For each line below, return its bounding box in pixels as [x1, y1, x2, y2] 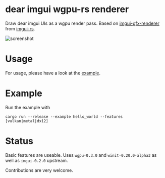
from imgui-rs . [5, 25, 35, 31]
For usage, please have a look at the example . [5, 70, 101, 76]
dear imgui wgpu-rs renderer [5, 4, 129, 15]
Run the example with [5, 104, 50, 110]
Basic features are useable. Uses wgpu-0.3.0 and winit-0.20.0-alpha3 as [5, 152, 157, 158]
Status [5, 136, 34, 147]
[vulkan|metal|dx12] [5, 118, 49, 123]
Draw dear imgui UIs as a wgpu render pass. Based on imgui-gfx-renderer [5, 20, 160, 26]
